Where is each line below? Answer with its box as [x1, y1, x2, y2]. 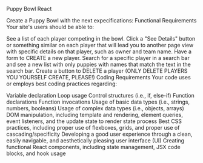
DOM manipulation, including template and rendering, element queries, [6, 111, 184, 118]
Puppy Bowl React [6, 5, 52, 12]
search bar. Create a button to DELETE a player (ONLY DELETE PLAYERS [6, 67, 188, 75]
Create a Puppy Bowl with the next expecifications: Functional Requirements [6, 17, 197, 24]
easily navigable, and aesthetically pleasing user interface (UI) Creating [6, 137, 185, 144]
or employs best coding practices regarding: [6, 80, 117, 87]
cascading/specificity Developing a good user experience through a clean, [6, 130, 193, 138]
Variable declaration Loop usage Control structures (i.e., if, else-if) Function [6, 92, 195, 99]
